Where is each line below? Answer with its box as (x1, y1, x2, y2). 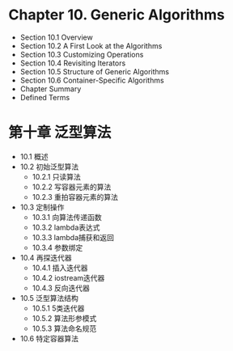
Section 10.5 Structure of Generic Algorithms (19, 66, 170, 76)
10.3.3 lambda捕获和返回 (32, 232, 115, 242)
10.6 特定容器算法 (19, 333, 79, 343)
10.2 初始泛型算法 (19, 162, 79, 171)
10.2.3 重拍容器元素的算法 (32, 192, 119, 201)
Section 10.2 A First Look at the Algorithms (19, 40, 163, 50)
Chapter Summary (19, 83, 82, 94)
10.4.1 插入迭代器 (32, 263, 88, 273)
